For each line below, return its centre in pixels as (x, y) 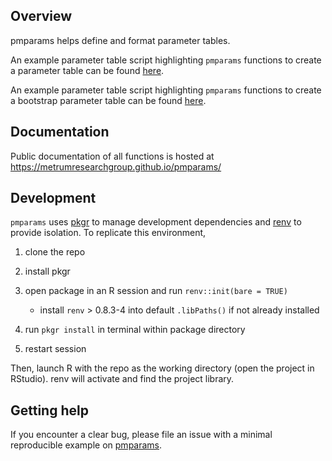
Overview (41, 16)
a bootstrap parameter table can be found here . (108, 100)
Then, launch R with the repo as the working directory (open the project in (162, 368)
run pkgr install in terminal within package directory (135, 330)
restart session (55, 349)
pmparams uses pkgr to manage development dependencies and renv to (156, 222)
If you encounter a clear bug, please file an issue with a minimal (141, 435)
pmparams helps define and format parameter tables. (120, 40)
